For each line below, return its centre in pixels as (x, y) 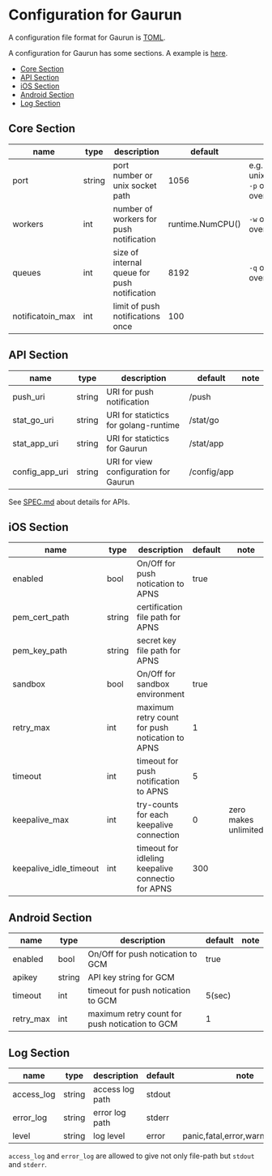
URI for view (130, 461)
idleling (150, 858)
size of (126, 252)
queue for (132, 272)
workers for (135, 219)
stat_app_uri (36, 443)
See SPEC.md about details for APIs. (69, 502)
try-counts (157, 805)
